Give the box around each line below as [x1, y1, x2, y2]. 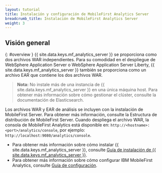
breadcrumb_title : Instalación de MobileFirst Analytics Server [5, 16, 138, 21]
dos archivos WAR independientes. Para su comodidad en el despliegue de [5, 57, 156, 63]
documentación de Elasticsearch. [17, 97, 84, 103]
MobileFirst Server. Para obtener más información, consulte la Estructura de [5, 112, 157, 118]
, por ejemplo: [57, 127, 85, 133]
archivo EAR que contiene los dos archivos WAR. [5, 72, 103, 78]
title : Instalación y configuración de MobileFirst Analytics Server [5, 12, 149, 17]
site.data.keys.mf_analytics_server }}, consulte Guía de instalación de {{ [12, 147, 157, 153]
